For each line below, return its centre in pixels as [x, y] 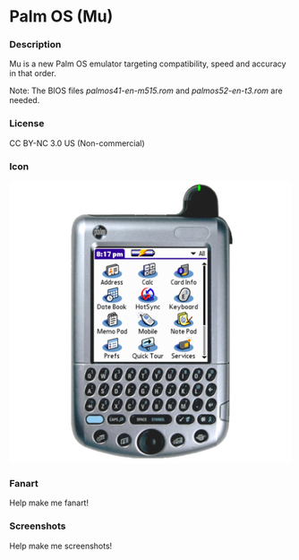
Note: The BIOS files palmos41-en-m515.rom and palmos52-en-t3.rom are [146, 90]
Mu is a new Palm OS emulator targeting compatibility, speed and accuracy [148, 64]
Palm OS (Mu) [61, 17]
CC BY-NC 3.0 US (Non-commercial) [77, 143]
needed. [25, 100]
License [27, 124]
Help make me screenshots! [61, 546]
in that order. [33, 73]
